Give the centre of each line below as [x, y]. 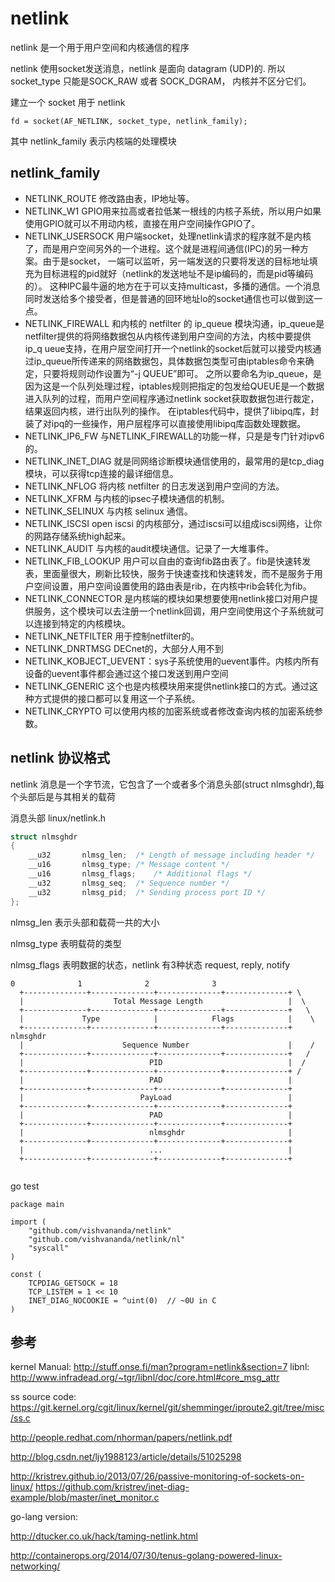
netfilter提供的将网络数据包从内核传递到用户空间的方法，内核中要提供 [168, 336]
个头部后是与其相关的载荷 [63, 796]
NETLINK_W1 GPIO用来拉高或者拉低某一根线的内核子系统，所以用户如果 [173, 211]
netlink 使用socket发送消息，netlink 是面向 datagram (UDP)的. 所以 [148, 68]
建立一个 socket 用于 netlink [68, 102]
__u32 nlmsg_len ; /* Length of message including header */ [171, 855]
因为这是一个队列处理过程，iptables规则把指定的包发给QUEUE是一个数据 [174, 386]
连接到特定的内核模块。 [82, 623]
